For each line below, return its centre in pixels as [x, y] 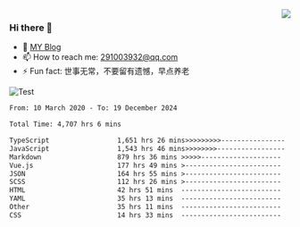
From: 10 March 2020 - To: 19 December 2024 [93, 108]
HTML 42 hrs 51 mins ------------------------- [145, 190]
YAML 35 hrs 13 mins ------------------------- [145, 199]
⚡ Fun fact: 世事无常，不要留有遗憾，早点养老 [106, 71]
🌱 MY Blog [42, 47]
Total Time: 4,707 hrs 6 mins [66, 124]
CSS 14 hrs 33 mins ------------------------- [145, 215]
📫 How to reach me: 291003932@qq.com [100, 57]
